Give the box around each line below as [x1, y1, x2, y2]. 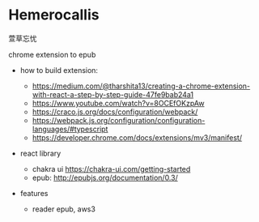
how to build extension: [19, 65, 99, 75]
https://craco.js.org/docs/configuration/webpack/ [32, 107, 198, 117]
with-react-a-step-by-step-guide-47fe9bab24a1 [32, 89, 194, 99]
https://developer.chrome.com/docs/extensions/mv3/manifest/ [32, 132, 243, 143]
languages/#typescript [32, 124, 108, 134]
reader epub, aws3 [32, 204, 96, 214]
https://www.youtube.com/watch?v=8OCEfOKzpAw [32, 98, 205, 108]
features [19, 188, 49, 198]
